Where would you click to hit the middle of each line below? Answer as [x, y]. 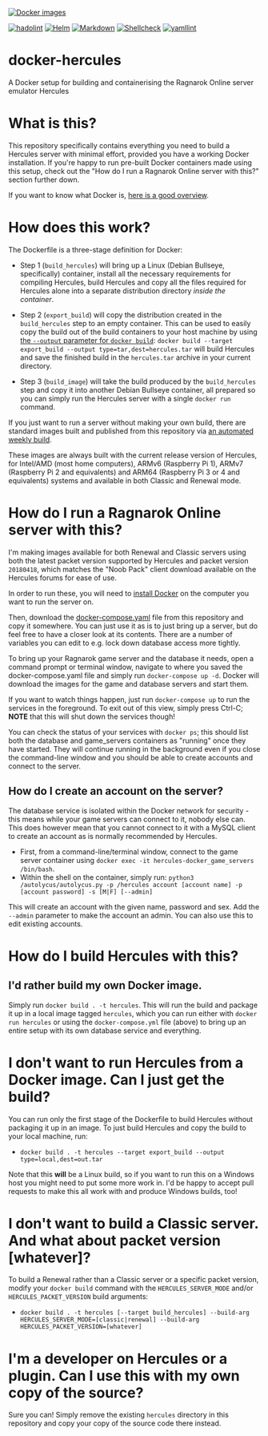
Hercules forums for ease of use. [63, 578]
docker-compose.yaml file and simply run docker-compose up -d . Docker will [134, 675]
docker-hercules [65, 61]
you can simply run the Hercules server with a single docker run [125, 398]
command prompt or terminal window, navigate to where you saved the [126, 667]
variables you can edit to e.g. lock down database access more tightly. [124, 643]
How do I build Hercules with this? [123, 956]
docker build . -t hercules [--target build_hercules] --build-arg [134, 1313]
